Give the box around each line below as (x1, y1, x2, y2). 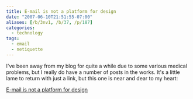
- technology (11, 30, 43, 36)
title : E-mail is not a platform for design (6, 8, 116, 15)
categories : (6, 24, 35, 31)
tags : (6, 36, 19, 41)
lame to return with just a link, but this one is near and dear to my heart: (6, 75, 178, 82)
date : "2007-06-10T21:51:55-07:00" (6, 14, 93, 20)
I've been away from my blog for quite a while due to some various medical (6, 62, 187, 69)
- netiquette (11, 47, 43, 52)
